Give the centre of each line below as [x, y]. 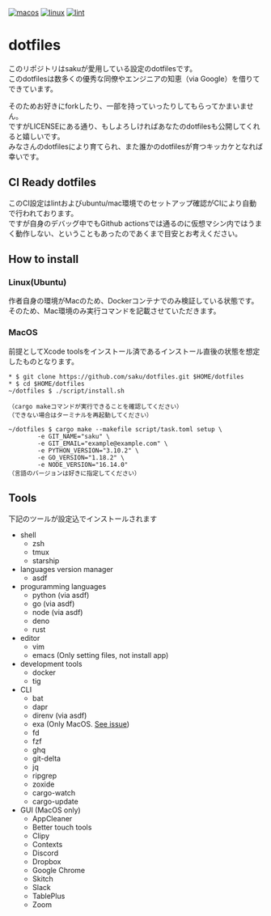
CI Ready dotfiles [53, 182]
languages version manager [66, 569]
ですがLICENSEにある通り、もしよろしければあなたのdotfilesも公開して [127, 126]
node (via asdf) [57, 612]
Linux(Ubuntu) [38, 282]
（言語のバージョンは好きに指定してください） [74, 473]
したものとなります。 [44, 361]
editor [30, 638]
